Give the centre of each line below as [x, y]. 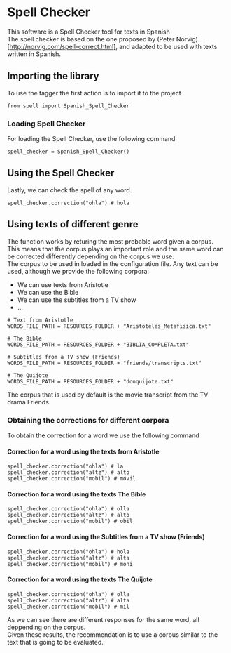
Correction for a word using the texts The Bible [77, 494]
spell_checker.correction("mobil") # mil [69, 607]
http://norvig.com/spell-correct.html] [63, 46]
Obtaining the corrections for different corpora [88, 420]
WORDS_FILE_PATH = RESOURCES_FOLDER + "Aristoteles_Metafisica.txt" [109, 326]
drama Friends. [29, 402]
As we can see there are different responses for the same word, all [103, 619]
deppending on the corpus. [47, 627]
